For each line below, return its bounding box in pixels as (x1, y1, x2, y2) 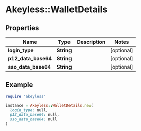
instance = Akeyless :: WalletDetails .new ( (5, 103, 94, 108)
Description (77, 39, 106, 45)
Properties (5, 24, 39, 32)
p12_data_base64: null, (10, 112, 59, 117)
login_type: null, (10, 107, 49, 113)
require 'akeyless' (5, 94, 46, 99)
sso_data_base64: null (10, 117, 57, 122)
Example (5, 81, 33, 89)
